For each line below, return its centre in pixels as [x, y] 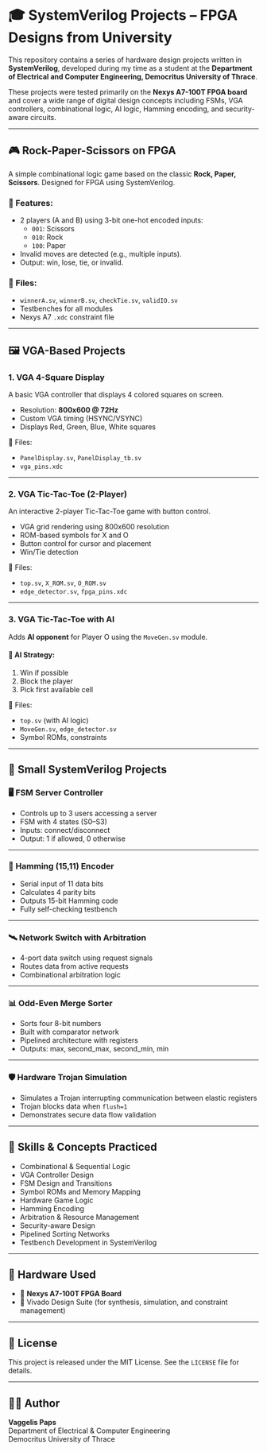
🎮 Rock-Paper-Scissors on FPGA [92, 151]
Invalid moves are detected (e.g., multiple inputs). [101, 254]
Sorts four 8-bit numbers [60, 1024]
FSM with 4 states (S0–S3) [63, 821]
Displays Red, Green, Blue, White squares [88, 427]
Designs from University [90, 38]
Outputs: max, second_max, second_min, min [94, 1049]
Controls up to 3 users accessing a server [88, 813]
